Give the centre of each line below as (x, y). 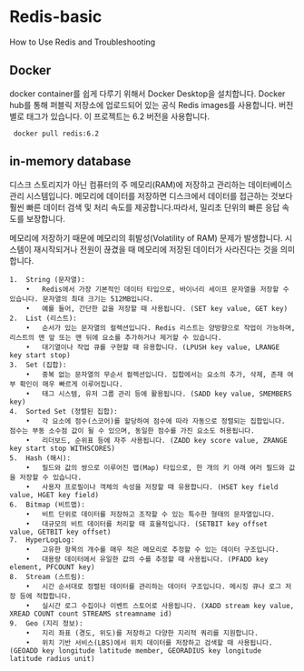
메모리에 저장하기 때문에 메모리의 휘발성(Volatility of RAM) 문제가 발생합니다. (146, 237)
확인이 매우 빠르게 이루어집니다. (71, 384)
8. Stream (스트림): (48, 576)
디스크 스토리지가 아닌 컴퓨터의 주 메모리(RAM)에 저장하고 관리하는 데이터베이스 (151, 185)
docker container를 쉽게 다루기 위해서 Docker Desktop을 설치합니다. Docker (147, 94)
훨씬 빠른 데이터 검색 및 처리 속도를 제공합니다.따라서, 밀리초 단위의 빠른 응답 (145, 207)
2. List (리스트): (43, 318)
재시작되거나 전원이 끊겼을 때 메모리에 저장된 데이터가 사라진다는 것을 (156, 249)
